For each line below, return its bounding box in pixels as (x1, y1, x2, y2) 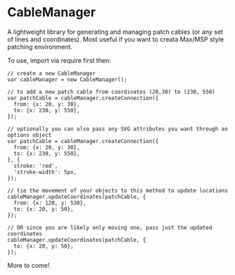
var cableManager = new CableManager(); (7, 75, 128, 83)
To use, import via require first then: (7, 56, 111, 64)
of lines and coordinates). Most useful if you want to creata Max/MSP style (7, 35, 224, 43)
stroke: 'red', (13, 162, 58, 169)
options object (7, 131, 52, 138)
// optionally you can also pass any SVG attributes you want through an (7, 125, 229, 133)
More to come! (7, 261, 50, 269)
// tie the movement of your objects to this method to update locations (7, 187, 229, 194)
